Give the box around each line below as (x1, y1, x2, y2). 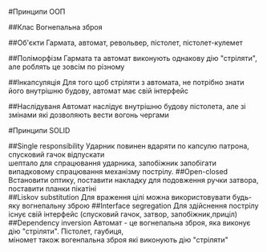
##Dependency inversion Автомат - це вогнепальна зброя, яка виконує (8, 218, 251, 227)
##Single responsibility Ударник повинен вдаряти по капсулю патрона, (8, 141, 250, 151)
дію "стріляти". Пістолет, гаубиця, (8, 226, 124, 236)
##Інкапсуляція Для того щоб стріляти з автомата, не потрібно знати (8, 78, 245, 87)
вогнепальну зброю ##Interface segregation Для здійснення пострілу (22, 201, 259, 210)
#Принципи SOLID (8, 126, 71, 135)
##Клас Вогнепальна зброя (8, 22, 103, 31)
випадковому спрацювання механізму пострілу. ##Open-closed (8, 167, 229, 176)
